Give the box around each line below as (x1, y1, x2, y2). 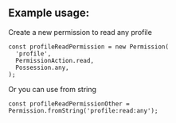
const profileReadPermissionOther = (8, 99, 130, 108)
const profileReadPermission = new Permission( (8, 43, 170, 51)
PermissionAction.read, (15, 56, 94, 64)
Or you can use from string (8, 84, 97, 94)
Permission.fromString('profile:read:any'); (8, 106, 158, 114)
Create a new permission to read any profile (8, 27, 153, 37)
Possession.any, (15, 63, 69, 71)
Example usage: (8, 6, 90, 20)
